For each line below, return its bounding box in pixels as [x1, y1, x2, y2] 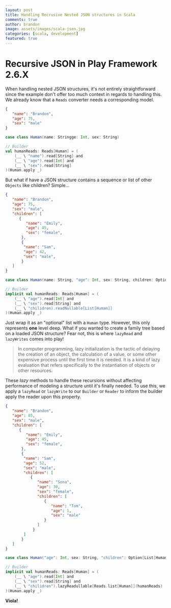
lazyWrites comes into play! [5, 336, 64, 342]
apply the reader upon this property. [5, 394, 81, 400]
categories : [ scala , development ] [5, 31, 79, 36]
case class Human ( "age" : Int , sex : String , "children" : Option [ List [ [5, 555, 156, 560]
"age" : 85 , [12, 413, 36, 418]
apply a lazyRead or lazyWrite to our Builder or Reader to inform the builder [5, 388, 163, 394]
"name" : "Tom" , [50, 503, 83, 508]
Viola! [5, 597, 18, 603]
